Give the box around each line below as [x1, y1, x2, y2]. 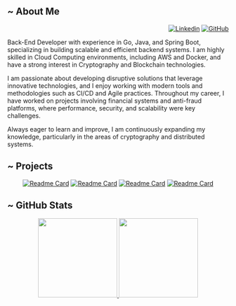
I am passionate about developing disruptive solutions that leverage [7, 74, 203, 82]
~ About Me [7, 6, 60, 18]
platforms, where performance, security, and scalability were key [7, 103, 195, 112]
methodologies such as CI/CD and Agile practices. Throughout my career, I [7, 89, 225, 97]
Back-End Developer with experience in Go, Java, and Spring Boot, [7, 38, 202, 46]
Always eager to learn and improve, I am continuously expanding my [7, 125, 206, 133]
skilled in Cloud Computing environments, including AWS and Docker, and [7, 53, 221, 61]
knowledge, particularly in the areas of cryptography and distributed [7, 132, 205, 141]
